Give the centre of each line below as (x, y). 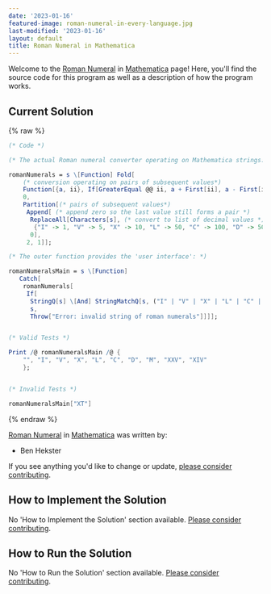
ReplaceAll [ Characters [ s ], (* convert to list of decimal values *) (147, 220)
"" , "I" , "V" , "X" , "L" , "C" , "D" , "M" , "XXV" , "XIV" (115, 360)
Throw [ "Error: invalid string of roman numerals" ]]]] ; (124, 316)
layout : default (35, 38)
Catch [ (30, 279)
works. (20, 86)
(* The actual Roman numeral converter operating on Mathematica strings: (137, 160)
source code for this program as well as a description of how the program (131, 77)
